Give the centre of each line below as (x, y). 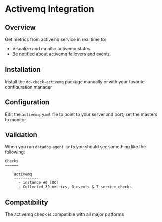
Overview (21, 27)
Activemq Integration (50, 9)
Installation (23, 69)
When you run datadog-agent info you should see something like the (76, 147)
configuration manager (28, 87)
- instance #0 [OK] (38, 183)
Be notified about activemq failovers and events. (62, 54)
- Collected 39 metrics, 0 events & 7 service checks (75, 187)
